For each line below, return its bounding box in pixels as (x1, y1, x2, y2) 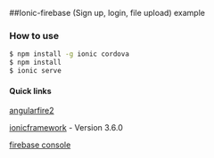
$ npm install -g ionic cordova (9, 50, 129, 59)
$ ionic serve (9, 67, 62, 75)
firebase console (9, 139, 71, 150)
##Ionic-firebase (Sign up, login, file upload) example (9, 8, 205, 18)
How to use (9, 29, 60, 42)
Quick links (9, 85, 52, 96)
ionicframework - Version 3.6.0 (9, 122, 123, 133)
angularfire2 (9, 106, 55, 116)
